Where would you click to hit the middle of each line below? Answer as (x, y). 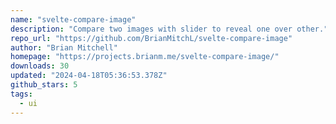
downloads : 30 (40, 66)
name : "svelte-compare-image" (73, 19)
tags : (21, 94)
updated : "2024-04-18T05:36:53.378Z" (89, 76)
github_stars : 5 (44, 85)
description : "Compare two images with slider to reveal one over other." (169, 29)
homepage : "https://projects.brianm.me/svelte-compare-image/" (145, 57)
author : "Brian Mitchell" (64, 47)
